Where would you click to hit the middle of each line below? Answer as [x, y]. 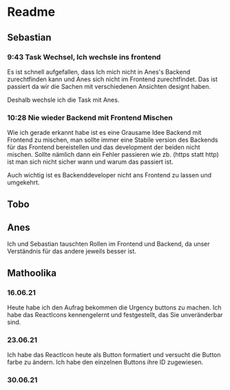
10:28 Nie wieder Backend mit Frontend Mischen [90, 118]
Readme [31, 12]
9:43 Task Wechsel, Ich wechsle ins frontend [84, 57]
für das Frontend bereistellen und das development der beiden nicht [104, 147]
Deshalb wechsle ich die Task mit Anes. [63, 100]
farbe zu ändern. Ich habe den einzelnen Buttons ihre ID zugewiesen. [105, 362]
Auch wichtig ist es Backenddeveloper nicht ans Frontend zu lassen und [109, 175]
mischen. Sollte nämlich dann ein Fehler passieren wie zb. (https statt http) [113, 155]
